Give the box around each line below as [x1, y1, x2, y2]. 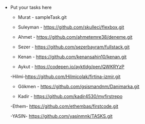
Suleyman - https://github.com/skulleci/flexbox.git [17, 24, 124, 30]
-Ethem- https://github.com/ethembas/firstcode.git [10, 103, 119, 109]
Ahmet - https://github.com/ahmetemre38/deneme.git [17, 34, 133, 40]
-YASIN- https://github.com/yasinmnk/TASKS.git [10, 113, 113, 119]
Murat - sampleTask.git [17, 14, 67, 20]
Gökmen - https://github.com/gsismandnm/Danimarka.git [17, 84, 140, 89]
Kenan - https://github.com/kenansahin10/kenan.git [17, 54, 127, 60]
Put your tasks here [10, 5, 52, 10]
